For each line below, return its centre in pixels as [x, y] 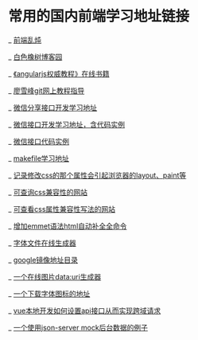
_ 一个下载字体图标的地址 [49, 293]
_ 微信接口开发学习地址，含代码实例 [67, 124]
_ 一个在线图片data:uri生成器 [55, 276]
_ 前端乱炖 [25, 40]
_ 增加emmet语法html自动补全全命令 [68, 226]
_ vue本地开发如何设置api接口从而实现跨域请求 [85, 311]
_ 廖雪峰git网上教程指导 [47, 90]
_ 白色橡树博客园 [35, 57]
